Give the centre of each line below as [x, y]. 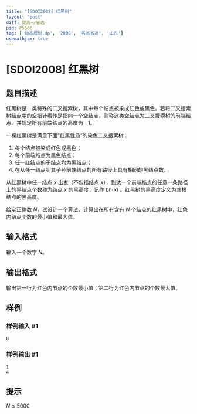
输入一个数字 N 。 [27, 252]
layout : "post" [25, 17]
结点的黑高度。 [24, 197]
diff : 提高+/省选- [27, 22]
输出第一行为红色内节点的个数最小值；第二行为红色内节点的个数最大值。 [93, 287]
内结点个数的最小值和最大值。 [42, 217]
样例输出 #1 [22, 354]
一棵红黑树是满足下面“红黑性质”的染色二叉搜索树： [67, 135]
